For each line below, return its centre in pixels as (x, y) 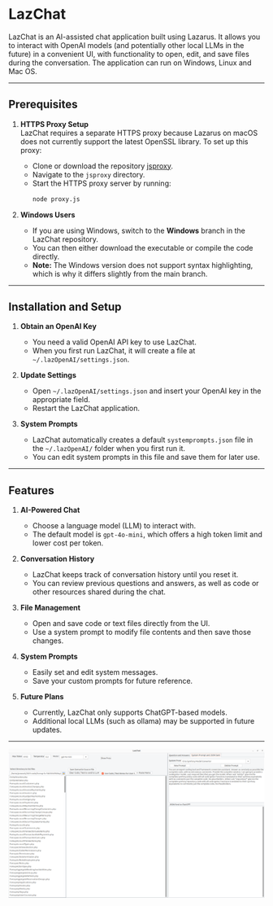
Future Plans (42, 697)
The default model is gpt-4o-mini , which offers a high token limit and (147, 535)
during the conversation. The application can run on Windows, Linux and (130, 63)
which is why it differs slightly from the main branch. (120, 274)
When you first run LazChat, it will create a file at (114, 351)
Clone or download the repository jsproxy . (102, 166)
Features (31, 490)
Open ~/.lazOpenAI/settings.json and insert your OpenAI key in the (147, 391)
